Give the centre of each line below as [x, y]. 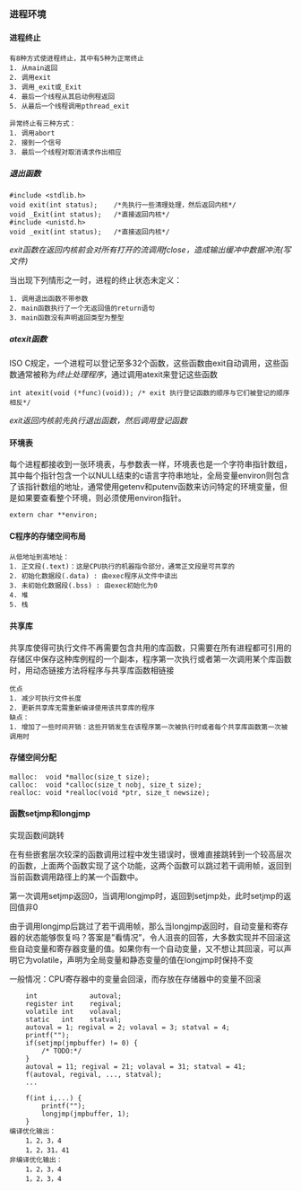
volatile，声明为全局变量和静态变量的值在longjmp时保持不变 [143, 960]
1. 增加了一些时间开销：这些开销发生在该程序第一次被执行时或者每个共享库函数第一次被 [149, 727]
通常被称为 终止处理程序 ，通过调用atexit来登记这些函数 [117, 375]
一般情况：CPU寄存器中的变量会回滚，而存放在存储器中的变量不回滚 [135, 979]
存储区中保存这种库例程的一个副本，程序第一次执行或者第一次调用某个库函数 [150, 658]
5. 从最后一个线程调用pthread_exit [69, 106]
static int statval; [74, 1020]
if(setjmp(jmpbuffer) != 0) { [82, 1044]
